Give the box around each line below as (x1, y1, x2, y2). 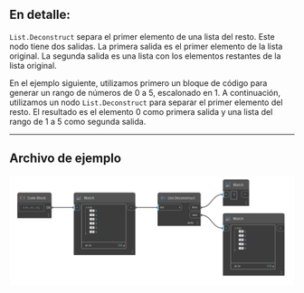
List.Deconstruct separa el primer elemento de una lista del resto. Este (9, 31, 275, 42)
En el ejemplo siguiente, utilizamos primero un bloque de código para (9, 77, 268, 89)
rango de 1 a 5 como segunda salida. (9, 116, 147, 127)
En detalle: (9, 7, 71, 23)
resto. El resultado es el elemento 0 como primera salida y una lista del (9, 106, 273, 117)
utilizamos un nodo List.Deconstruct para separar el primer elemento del (9, 97, 283, 108)
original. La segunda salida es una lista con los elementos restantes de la (9, 50, 281, 61)
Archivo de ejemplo (9, 151, 122, 166)
